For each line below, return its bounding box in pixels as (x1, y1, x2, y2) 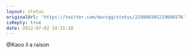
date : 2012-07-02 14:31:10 (6, 25, 74, 31)
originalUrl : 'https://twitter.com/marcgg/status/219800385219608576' (6, 14, 186, 20)
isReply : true (6, 19, 42, 25)
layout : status (6, 8, 44, 15)
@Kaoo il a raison (6, 41, 50, 48)
